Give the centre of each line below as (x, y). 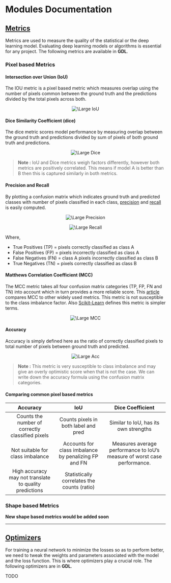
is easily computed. (26, 207)
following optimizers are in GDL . (39, 566)
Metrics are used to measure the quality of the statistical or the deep (77, 40)
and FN (79, 463)
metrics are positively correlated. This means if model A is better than (91, 168)
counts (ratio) (79, 487)
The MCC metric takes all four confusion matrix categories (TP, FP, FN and (83, 286)
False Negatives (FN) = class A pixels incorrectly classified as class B (85, 258)
